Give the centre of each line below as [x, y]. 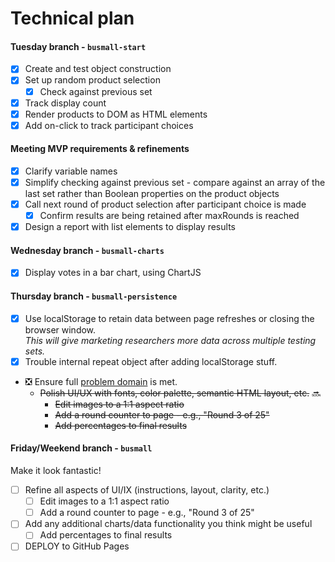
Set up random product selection [92, 80]
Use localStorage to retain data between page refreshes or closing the [169, 318]
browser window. [60, 329]
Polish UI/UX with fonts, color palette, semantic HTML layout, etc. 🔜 [180, 393]
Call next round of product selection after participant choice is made [165, 204]
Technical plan [72, 18]
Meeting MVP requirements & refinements [100, 149]
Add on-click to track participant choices [109, 125]
